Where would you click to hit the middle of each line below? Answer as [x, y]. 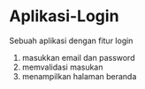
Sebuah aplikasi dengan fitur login [71, 41]
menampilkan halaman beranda [79, 76]
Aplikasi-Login [64, 16]
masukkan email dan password [78, 57]
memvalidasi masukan [62, 67]
